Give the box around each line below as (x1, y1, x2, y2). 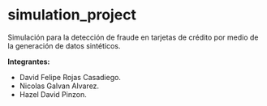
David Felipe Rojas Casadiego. (19, 72, 121, 82)
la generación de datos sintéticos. (7, 40, 121, 50)
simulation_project (7, 6, 137, 24)
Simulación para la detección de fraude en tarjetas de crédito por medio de (7, 32, 259, 42)
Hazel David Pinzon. (19, 89, 87, 99)
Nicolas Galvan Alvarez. (19, 81, 99, 91)
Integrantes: (7, 57, 50, 66)
